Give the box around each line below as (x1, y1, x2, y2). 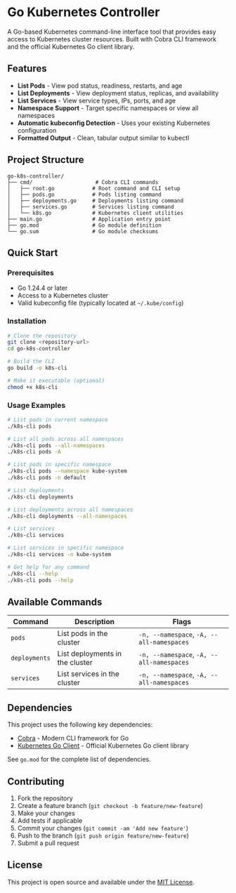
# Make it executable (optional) (7, 377, 105, 384)
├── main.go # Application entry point (7, 216, 171, 223)
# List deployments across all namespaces (7, 506, 133, 513)
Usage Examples (7, 400, 66, 410)
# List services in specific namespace (7, 545, 124, 552)
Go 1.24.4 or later (17, 284, 68, 292)
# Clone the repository (7, 332, 77, 339)
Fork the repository (17, 794, 74, 802)
